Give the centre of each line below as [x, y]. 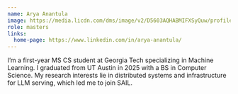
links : [17, 34]
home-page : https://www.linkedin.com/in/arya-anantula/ [98, 40]
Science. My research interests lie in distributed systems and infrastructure [117, 76]
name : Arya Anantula [38, 14]
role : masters [28, 27]
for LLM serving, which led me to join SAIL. [70, 83]
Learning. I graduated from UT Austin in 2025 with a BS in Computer [107, 68]
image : [17, 20]
